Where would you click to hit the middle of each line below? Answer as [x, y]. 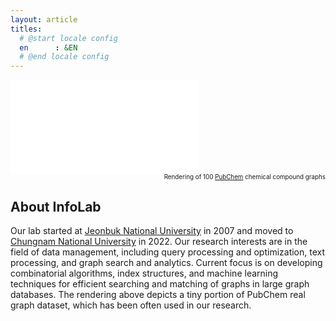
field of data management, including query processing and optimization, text [168, 252]
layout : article [44, 19]
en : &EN [48, 47]
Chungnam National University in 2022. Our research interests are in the [159, 241]
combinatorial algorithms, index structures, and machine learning [144, 273]
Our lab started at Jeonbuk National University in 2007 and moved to [152, 230]
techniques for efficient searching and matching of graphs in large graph [160, 283]
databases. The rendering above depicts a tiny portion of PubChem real [158, 294]
